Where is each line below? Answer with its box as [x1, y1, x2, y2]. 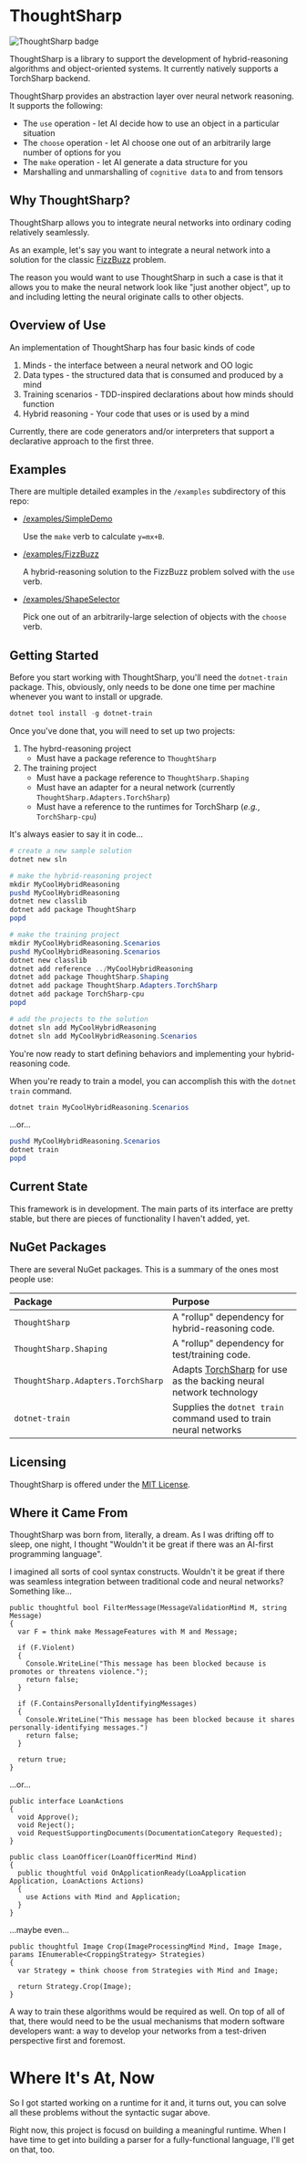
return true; [17, 1755, 67, 1764]
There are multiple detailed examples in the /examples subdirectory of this [9, 486, 287, 497]
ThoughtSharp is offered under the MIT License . [9, 1479, 191, 1490]
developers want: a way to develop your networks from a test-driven [9, 2025, 267, 2036]
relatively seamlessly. [9, 226, 90, 237]
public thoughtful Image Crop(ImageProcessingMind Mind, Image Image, [9, 1942, 283, 1951]
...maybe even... [9, 1925, 70, 1936]
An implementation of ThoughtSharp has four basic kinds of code [9, 341, 255, 352]
